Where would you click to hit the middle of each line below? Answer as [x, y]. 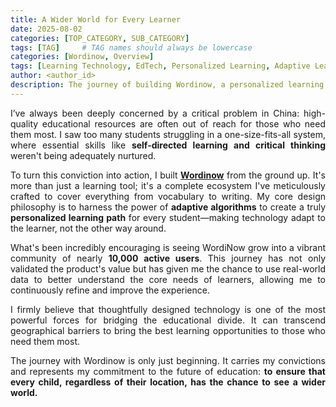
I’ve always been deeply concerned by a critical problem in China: [155, 113]
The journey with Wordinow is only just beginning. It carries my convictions [168, 360]
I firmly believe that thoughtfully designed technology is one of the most [168, 309]
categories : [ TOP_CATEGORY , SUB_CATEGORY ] [100, 38]
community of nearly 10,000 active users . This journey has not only [168, 258]
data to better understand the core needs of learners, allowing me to [168, 279]
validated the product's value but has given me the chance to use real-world [168, 268]
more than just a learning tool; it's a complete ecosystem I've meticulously [168, 185]
